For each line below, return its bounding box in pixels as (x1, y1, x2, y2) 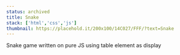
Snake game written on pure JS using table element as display (6, 42, 161, 49)
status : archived (6, 8, 50, 15)
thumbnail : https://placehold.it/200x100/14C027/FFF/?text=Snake (6, 25, 174, 32)
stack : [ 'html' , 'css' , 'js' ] (6, 20, 77, 26)
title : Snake (6, 14, 39, 20)
